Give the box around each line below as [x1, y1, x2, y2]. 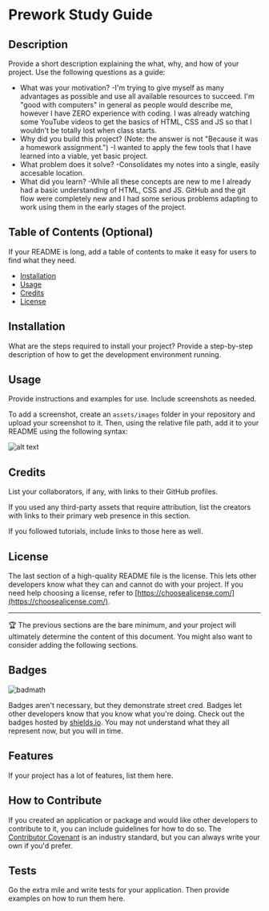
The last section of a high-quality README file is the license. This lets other [8, 571, 257, 581]
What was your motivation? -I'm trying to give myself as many [19, 83, 224, 92]
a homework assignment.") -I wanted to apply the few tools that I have [19, 143, 252, 152]
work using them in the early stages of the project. [19, 202, 187, 212]
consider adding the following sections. [8, 641, 139, 650]
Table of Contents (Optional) [8, 226, 154, 239]
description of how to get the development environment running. [8, 349, 222, 359]
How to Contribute [8, 794, 102, 807]
